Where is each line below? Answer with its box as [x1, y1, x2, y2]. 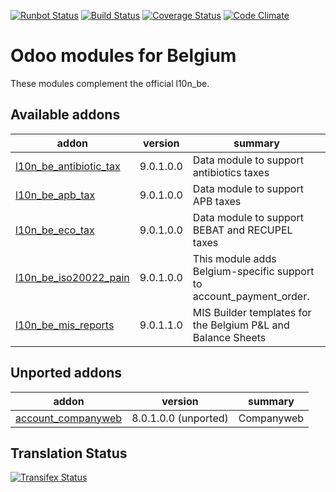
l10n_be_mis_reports [15, 318, 115, 332]
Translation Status [10, 445, 128, 462]
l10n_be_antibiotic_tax [15, 159, 121, 173]
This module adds [192, 251, 277, 265]
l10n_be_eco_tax [15, 223, 95, 237]
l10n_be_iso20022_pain [15, 270, 130, 284]
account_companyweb [15, 411, 123, 425]
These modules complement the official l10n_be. [10, 77, 210, 89]
